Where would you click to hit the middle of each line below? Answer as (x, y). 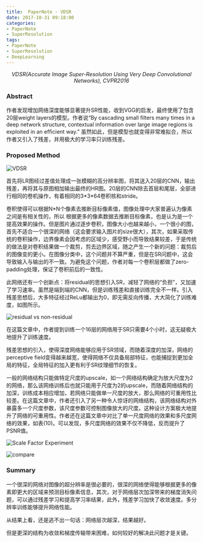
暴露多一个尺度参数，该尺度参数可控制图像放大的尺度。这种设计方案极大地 (99, 408)
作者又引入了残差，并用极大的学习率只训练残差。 (67, 139)
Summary (21, 471)
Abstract (20, 96)
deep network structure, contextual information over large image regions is (100, 124)
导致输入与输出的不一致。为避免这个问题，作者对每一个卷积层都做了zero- (98, 262)
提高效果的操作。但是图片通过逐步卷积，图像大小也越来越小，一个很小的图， (101, 224)
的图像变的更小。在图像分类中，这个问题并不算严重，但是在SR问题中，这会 (100, 254)
